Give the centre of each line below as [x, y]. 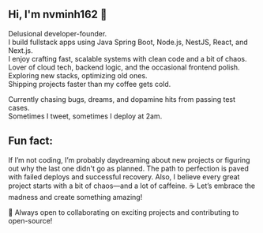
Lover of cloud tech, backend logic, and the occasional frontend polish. [124, 67]
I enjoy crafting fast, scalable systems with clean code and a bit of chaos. [128, 58]
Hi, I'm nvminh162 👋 [58, 15]
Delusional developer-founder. [58, 33]
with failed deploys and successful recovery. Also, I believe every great [124, 177]
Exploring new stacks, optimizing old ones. [78, 75]
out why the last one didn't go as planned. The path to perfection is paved [128, 168]
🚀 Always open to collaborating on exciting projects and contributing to [124, 212]
